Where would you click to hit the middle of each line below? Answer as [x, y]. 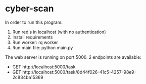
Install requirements [32, 37]
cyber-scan [29, 9]
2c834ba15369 [28, 77]
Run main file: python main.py [43, 47]
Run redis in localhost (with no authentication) [59, 32]
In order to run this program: [34, 22]
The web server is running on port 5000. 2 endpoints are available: [73, 57]
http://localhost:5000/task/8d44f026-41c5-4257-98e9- [79, 72]
